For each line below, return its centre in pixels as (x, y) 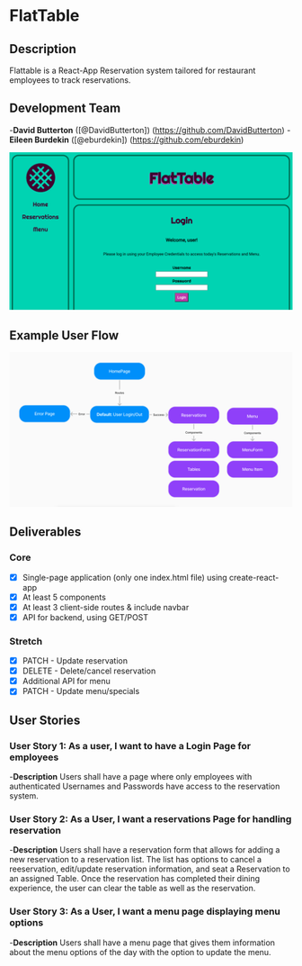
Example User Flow (64, 335)
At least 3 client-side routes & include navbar (106, 607)
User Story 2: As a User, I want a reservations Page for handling (151, 818)
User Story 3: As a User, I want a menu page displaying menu (145, 912)
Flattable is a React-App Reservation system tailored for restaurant (133, 70)
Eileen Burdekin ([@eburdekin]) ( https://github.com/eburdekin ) (127, 140)
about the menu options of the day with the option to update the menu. (140, 952)
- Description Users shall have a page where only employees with (131, 776)
